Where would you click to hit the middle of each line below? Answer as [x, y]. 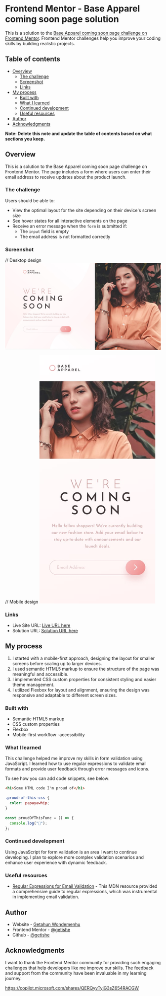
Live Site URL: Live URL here [41, 625]
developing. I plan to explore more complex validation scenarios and [75, 857]
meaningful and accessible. [40, 674]
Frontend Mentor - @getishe [41, 929]
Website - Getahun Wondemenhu [46, 924]
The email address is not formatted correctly [65, 236]
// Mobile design [22, 602]
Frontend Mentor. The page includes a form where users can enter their [78, 171]
